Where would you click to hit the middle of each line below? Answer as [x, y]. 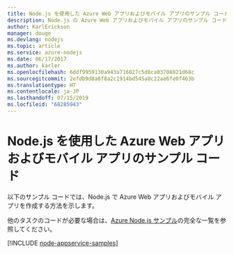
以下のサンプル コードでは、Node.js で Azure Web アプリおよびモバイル [111, 197]
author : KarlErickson [39, 27]
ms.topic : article [34, 46]
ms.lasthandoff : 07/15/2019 [48, 98]
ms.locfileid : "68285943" [45, 105]
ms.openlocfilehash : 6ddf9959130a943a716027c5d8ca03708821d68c [101, 72]
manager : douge [29, 33]
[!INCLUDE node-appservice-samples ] [63, 243]
